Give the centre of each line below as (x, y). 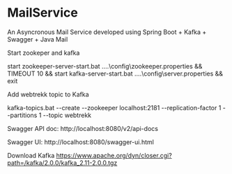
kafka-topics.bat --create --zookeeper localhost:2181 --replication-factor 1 (114, 107)
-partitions (22, 115)
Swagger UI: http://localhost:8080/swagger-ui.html (81, 142)
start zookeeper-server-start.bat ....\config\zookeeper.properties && (105, 66)
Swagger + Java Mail (38, 39)
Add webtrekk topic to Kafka (48, 94)
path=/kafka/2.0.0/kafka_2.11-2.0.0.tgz (62, 163)
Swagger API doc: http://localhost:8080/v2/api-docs (83, 128)
